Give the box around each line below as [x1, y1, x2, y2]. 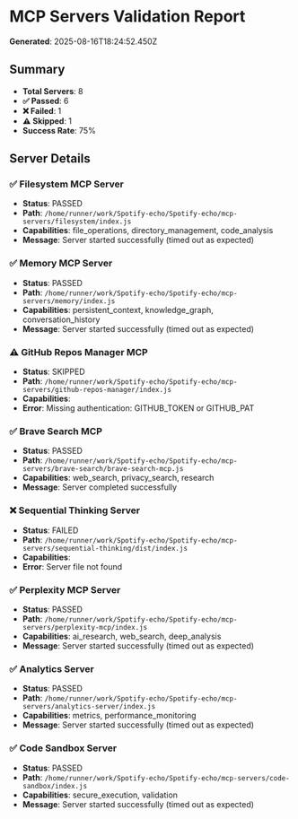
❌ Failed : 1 [22, 105, 62, 116]
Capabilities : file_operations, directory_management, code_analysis [22, 225, 274, 236]
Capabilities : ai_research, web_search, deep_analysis [22, 631, 222, 641]
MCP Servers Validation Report [9, 6, 246, 27]
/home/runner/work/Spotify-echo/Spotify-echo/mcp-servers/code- [44, 773, 290, 782]
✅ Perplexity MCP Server [9, 583, 121, 596]
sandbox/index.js [22, 781, 88, 790]
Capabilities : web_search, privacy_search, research [22, 473, 215, 484]
